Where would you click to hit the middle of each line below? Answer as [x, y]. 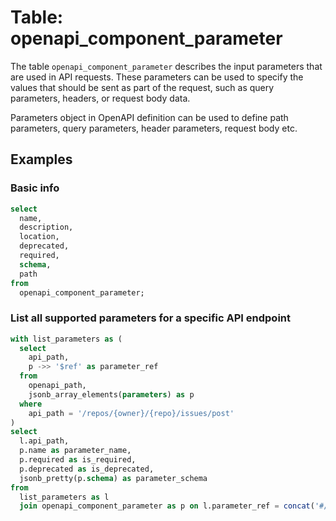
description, [46, 227]
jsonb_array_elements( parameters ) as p [111, 394]
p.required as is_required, [78, 460]
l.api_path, [44, 441]
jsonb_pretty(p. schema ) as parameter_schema [113, 478]
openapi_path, [57, 386]
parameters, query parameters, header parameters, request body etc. [154, 128]
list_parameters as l [64, 497]
